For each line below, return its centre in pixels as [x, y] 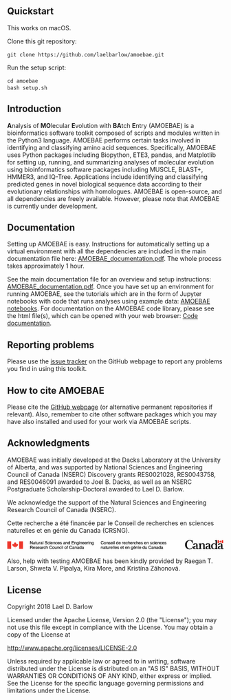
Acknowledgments [49, 443]
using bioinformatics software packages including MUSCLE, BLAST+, [105, 169]
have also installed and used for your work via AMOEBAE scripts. [99, 422]
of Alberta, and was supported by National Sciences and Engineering [105, 467]
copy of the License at [39, 634]
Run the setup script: [37, 67]
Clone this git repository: [42, 41]
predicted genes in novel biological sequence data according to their [104, 184]
